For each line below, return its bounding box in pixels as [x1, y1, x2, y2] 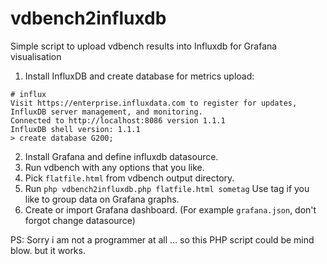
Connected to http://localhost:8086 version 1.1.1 [10, 115, 226, 126]
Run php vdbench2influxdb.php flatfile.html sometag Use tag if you [24, 182, 310, 194]
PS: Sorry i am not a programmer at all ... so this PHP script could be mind [10, 233, 315, 246]
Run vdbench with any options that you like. [24, 161, 205, 173]
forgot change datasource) [24, 214, 136, 226]
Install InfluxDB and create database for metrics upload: [24, 70, 255, 82]
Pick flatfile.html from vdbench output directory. [24, 172, 235, 184]
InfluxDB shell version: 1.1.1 [10, 124, 141, 134]
